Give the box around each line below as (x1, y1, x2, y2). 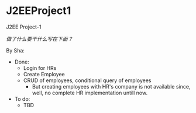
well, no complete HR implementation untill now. (32, 89, 148, 96)
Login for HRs (23, 64, 57, 71)
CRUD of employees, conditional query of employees (23, 77, 152, 84)
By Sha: (6, 47, 25, 54)
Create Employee (23, 70, 66, 77)
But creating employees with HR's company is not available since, (32, 83, 191, 90)
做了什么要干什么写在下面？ (6, 35, 73, 42)
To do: (14, 95, 30, 103)
